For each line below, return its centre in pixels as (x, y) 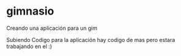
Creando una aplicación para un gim (52, 28)
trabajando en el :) (29, 46)
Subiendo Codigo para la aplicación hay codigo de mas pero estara (91, 40)
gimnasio (30, 11)
